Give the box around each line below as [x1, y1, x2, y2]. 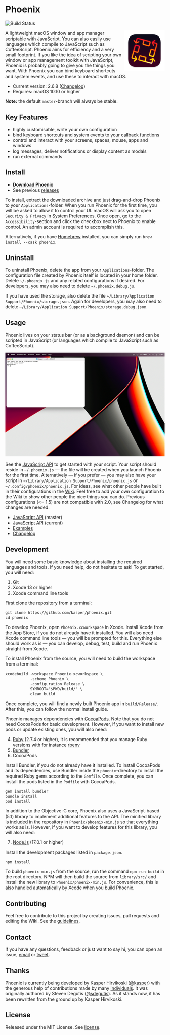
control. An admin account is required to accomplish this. [5, 224, 124, 230]
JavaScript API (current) [12, 520, 63, 526]
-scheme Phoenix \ [30, 677, 69, 682]
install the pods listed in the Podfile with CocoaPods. [5, 779, 116, 785]
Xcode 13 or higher [12, 584, 52, 591]
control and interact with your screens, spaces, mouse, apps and [12, 137, 148, 143]
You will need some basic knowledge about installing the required [5, 559, 142, 565]
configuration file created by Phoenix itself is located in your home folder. [5, 272, 158, 278]
